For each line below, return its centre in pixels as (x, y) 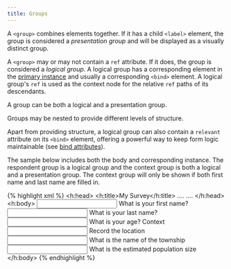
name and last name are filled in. (54, 182)
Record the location (117, 231)
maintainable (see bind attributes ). (56, 146)
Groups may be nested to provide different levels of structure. (95, 118)
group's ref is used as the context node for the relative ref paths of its (108, 83)
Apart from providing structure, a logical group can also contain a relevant (114, 131)
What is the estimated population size (143, 249)
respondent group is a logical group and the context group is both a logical (114, 167)
